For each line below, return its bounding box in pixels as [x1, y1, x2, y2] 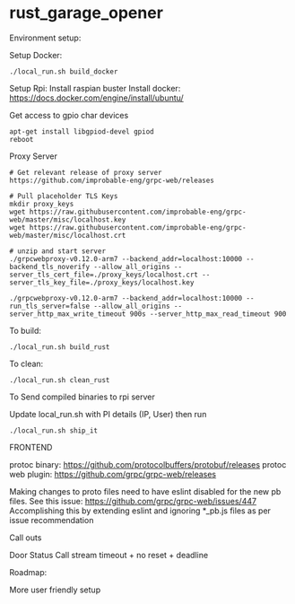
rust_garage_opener [9, 3, 164, 23]
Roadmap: [9, 566, 48, 577]
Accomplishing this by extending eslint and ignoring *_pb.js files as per [9, 505, 272, 516]
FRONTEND [9, 442, 53, 452]
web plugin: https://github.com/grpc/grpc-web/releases [9, 468, 217, 479]
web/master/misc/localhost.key [9, 214, 126, 224]
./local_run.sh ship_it [9, 425, 99, 435]
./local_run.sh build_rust [9, 342, 110, 352]
